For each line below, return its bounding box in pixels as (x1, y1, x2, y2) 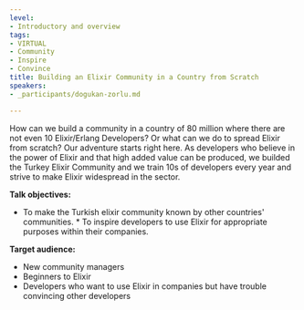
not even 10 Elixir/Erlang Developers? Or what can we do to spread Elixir (9, 132, 280, 143)
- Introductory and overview (9, 22, 121, 31)
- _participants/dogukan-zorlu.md (9, 89, 142, 98)
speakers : (9, 81, 47, 90)
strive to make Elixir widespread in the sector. (9, 170, 181, 182)
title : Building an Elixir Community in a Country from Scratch (9, 73, 259, 82)
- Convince (9, 65, 51, 74)
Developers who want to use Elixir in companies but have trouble (22, 280, 267, 292)
